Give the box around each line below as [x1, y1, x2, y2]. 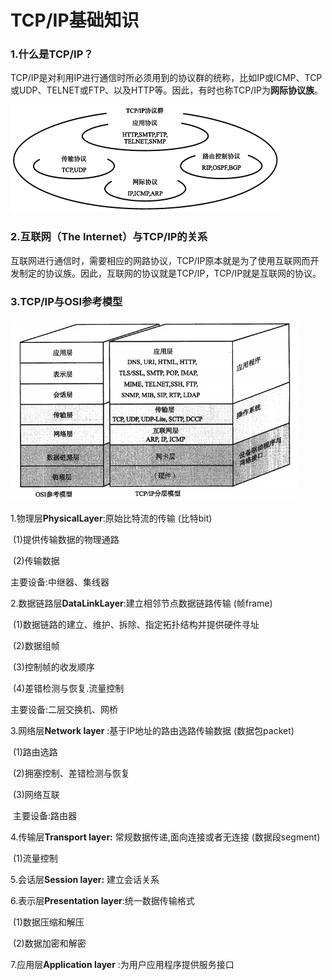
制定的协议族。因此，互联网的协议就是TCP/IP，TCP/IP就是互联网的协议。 [18, 267, 322, 279]
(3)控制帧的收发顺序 [12, 661, 95, 673]
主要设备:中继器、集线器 [10, 576, 110, 588]
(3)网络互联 [12, 788, 60, 800]
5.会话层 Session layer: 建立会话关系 [10, 873, 160, 885]
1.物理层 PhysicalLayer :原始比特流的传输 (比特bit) [10, 512, 213, 524]
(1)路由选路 [12, 746, 58, 758]
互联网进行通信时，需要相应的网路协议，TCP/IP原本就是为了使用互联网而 [10, 254, 311, 266]
